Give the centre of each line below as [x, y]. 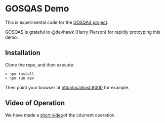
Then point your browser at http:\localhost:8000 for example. [67, 87]
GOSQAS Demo [37, 9]
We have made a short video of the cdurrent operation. [61, 115]
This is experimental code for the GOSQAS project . [57, 22]
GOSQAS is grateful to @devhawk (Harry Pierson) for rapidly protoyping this [83, 32]
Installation [23, 53]
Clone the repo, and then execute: [40, 64]
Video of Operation [35, 103]
